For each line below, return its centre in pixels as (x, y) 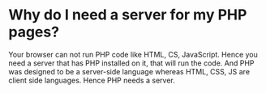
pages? (34, 32)
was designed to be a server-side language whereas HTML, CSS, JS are (129, 71)
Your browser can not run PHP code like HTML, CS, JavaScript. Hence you (133, 54)
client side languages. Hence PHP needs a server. (92, 80)
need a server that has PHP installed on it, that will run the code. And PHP (131, 63)
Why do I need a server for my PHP (128, 15)
